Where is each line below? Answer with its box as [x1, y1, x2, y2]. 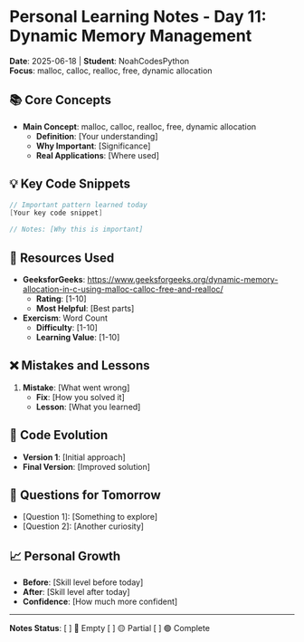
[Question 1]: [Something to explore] [22, 512, 158, 522]
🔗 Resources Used [9, 250, 115, 265]
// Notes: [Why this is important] [9, 225, 144, 235]
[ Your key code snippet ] [9, 208, 103, 218]
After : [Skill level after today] [22, 587, 130, 598]
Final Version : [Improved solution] [22, 461, 151, 472]
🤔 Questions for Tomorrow [9, 487, 161, 503]
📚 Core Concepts [9, 92, 111, 108]
